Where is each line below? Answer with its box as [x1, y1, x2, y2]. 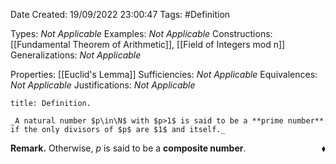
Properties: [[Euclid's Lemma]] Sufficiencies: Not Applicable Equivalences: [10, 69, 318, 80]
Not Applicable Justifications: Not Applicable [10, 79, 196, 91]
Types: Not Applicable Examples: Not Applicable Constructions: [10, 28, 273, 39]
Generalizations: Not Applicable [10, 49, 142, 61]
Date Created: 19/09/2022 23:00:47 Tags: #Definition [10, 9, 231, 20]
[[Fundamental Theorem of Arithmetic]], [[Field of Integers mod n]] [10, 39, 286, 50]
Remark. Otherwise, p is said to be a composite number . [10, 142, 247, 154]
